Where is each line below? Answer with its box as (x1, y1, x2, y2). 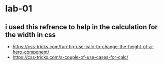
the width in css (5, 30, 56, 39)
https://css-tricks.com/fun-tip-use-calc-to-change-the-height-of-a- (12, 44, 154, 50)
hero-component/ (12, 49, 50, 55)
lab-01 (5, 3, 33, 14)
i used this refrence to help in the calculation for (5, 23, 158, 31)
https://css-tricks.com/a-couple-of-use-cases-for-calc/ (12, 54, 129, 60)
